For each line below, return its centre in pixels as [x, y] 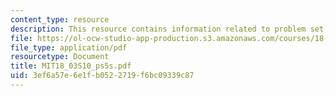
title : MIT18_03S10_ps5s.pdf [71, 66]
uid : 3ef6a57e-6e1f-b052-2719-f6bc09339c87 [102, 76]
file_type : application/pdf [69, 47]
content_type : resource [60, 19]
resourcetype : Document [60, 57]
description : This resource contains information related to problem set [167, 29]
